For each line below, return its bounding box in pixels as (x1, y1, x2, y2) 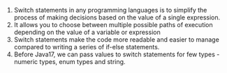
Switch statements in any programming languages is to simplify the (13, 6, 207, 14)
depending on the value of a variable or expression (13, 28, 161, 36)
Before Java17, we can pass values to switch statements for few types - (13, 50, 220, 58)
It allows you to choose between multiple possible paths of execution (13, 21, 213, 29)
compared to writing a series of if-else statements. (13, 43, 160, 51)
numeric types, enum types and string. (13, 58, 126, 65)
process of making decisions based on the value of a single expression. (13, 13, 221, 22)
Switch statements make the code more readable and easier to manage (13, 35, 220, 44)
